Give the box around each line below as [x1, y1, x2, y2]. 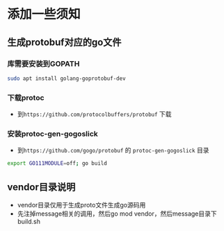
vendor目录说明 [7, 181, 76, 193]
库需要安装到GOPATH [7, 58, 80, 68]
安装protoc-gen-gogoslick [7, 129, 99, 138]
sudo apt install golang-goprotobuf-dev [7, 74, 127, 82]
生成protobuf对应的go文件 [7, 36, 122, 48]
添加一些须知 [7, 6, 81, 22]
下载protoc [7, 93, 45, 102]
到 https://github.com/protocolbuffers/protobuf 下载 [17, 110, 172, 118]
